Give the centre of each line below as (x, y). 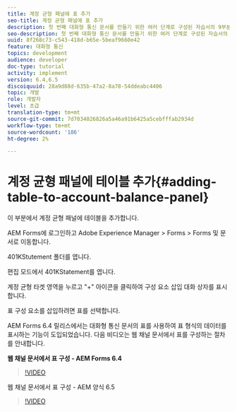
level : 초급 (24, 106)
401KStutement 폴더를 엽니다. (49, 257)
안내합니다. (30, 343)
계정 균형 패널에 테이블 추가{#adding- (112, 182)
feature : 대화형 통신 (35, 47)
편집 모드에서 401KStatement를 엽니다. (61, 272)
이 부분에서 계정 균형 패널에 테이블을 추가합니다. (73, 218)
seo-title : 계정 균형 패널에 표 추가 (55, 20)
